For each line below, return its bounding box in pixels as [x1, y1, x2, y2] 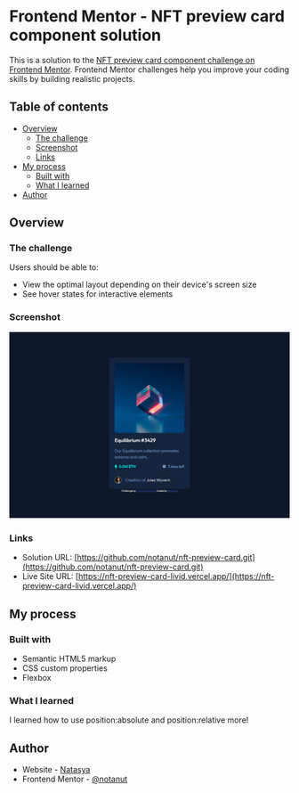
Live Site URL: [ [21, 571, 79, 582]
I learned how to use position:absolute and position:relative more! [9, 715, 249, 725]
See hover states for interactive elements [21, 289, 174, 299]
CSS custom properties [21, 662, 109, 674]
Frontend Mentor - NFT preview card [9, 6, 285, 27]
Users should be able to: [9, 262, 100, 273]
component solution [9, 25, 162, 45]
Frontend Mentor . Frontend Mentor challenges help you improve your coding [9, 64, 290, 75]
